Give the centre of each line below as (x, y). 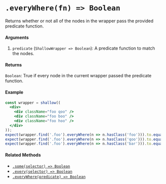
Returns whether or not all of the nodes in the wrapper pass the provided (79, 21)
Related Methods (23, 155)
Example (14, 92)
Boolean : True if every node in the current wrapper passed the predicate (78, 76)
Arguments (17, 37)
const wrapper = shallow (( (33, 103)
